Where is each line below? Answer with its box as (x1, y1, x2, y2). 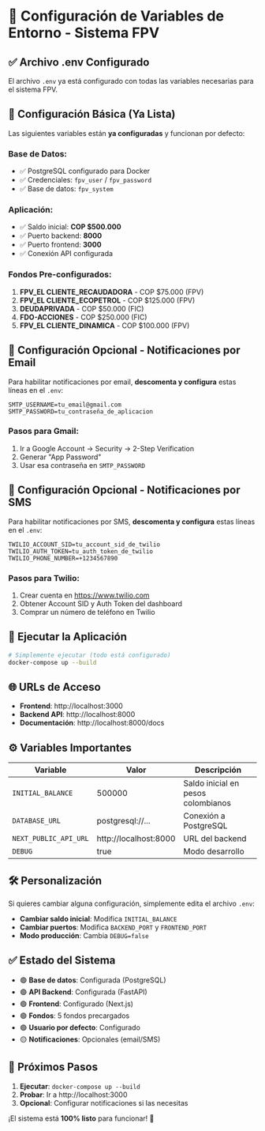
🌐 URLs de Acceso (8, 680, 101, 694)
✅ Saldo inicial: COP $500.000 (19, 222, 121, 232)
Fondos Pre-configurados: (8, 269, 112, 280)
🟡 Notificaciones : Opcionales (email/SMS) (19, 1035, 161, 1044)
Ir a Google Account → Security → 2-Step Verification (19, 443, 195, 453)
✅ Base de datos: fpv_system (19, 184, 114, 194)
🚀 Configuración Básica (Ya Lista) (8, 107, 176, 121)
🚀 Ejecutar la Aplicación (8, 630, 128, 643)
